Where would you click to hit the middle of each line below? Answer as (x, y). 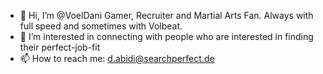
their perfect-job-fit (60, 47)
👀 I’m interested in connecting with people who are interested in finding (166, 36)
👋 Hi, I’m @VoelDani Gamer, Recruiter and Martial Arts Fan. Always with (166, 15)
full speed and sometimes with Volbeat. (101, 26)
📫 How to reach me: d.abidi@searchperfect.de (117, 58)
